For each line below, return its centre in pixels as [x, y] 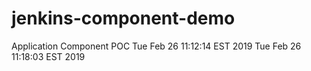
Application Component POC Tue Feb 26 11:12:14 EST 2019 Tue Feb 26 [156, 46]
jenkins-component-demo [123, 18]
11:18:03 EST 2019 [48, 56]
